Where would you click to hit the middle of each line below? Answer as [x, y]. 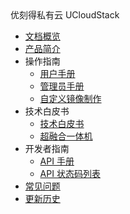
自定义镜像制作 [70, 98]
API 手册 [57, 161]
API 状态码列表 [70, 173]
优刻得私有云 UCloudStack [65, 15]
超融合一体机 [66, 136]
